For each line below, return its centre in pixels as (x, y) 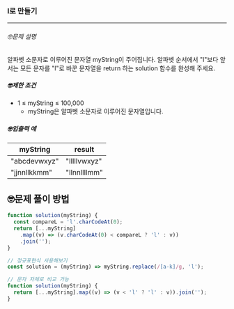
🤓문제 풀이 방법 (38, 199)
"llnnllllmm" (84, 173)
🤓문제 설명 (22, 36)
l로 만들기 (22, 10)
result (84, 150)
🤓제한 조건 (22, 86)
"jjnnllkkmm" (31, 173)
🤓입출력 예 (22, 129)
